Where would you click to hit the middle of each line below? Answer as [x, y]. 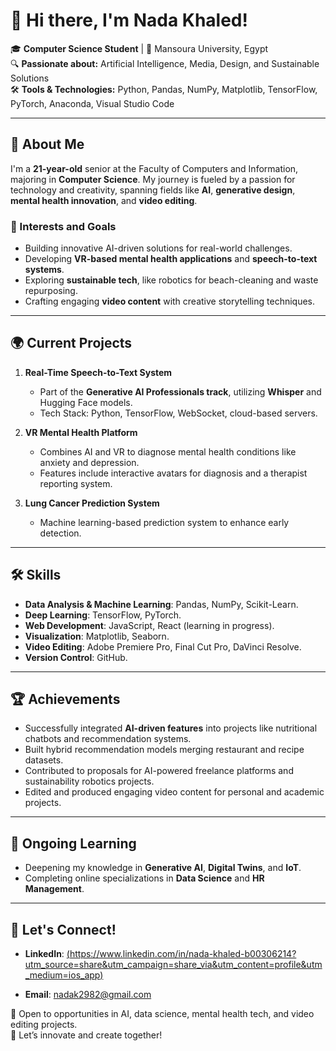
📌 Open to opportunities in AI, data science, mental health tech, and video [162, 1014]
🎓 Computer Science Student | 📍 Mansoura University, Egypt [139, 48]
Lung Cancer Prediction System [92, 503]
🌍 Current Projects [71, 343]
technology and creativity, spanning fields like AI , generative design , [153, 190]
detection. [60, 533]
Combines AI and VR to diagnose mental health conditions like [168, 451]
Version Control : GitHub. [76, 657]
